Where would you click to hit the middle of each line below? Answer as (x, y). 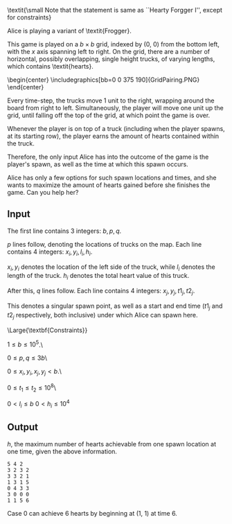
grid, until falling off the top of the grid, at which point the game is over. (109, 115)
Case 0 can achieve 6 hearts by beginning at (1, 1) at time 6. (92, 513)
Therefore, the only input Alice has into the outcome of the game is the (108, 157)
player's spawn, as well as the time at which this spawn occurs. (98, 164)
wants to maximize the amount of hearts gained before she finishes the (109, 185)
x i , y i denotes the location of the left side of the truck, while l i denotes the (111, 268)
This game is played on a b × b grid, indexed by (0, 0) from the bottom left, (114, 44)
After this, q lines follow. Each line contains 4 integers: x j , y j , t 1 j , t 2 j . (101, 292)
